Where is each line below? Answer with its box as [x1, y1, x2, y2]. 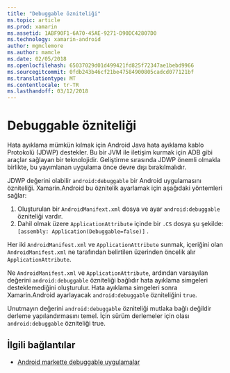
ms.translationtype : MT [7, 74, 76, 82]
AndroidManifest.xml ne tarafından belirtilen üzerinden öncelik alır [7, 248, 196, 256]
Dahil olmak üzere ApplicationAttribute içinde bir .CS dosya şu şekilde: [17, 220, 224, 228]
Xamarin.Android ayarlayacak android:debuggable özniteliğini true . [7, 291, 197, 299]
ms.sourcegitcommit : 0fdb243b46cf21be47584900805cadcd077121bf [7, 68, 195, 75]
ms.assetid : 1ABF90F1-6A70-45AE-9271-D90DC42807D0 [7, 29, 157, 37]
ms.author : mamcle [7, 49, 60, 56]
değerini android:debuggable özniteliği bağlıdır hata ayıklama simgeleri [7, 276, 208, 285]
